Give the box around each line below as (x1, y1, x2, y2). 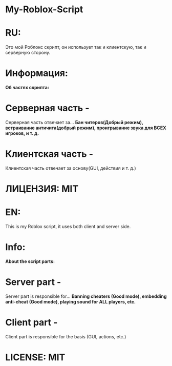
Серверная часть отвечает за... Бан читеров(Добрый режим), (5, 119, 143, 125)
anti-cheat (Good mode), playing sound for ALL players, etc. (5, 298, 136, 304)
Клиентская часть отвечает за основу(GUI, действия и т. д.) (5, 165, 137, 171)
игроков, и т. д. (5, 130, 39, 136)
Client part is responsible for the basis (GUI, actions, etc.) (5, 333, 126, 339)
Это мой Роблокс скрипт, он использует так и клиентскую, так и (5, 44, 147, 50)
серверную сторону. (5, 50, 50, 56)
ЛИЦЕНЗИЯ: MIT (5, 183, 79, 195)
